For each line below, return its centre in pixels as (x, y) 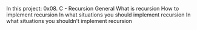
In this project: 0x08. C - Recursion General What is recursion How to (93, 9)
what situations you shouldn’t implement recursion (69, 21)
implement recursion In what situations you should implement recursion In (98, 15)
